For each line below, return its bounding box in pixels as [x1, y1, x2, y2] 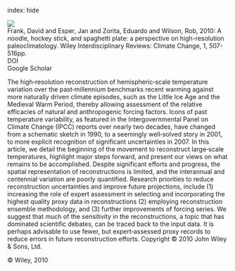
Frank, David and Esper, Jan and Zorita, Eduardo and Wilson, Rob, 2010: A [7, 27, 222, 34]
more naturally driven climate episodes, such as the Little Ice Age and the [7, 93, 220, 101]
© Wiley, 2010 [7, 256, 49, 264]
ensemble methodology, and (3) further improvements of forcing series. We [7, 205, 227, 213]
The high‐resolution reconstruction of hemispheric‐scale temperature [7, 77, 208, 86]
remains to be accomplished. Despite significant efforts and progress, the [7, 160, 220, 168]
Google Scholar [7, 64, 53, 73]
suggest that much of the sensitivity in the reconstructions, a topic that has [7, 213, 225, 220]
